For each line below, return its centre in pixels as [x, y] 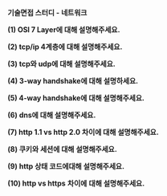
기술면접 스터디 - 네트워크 [47, 12]
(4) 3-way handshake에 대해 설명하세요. [73, 81]
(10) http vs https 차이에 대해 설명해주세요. [76, 183]
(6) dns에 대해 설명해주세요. [52, 115]
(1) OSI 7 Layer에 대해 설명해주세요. [64, 30]
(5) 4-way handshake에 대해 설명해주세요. [76, 98]
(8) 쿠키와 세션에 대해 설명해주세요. [62, 149]
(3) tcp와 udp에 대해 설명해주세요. [61, 64]
